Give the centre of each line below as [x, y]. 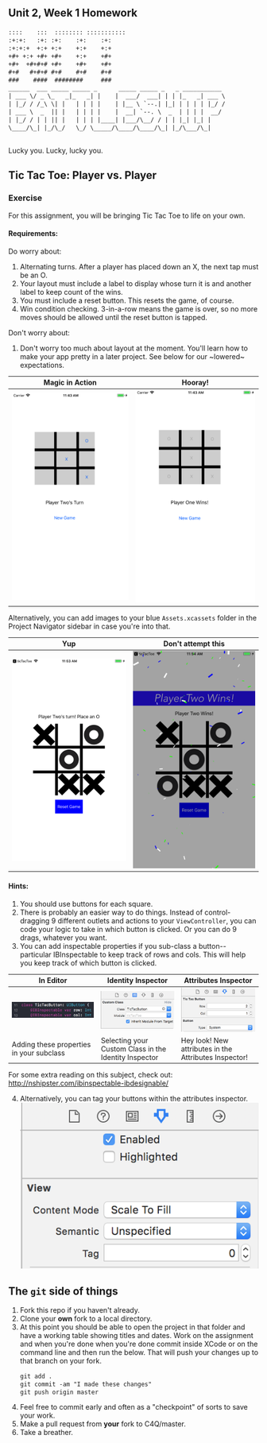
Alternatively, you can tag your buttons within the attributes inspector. [134, 1099]
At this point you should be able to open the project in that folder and [132, 1327]
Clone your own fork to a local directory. [86, 1319]
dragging [35, 920]
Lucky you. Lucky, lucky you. [56, 150]
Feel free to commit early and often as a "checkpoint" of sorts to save [133, 1407]
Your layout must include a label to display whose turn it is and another [135, 283]
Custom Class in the [133, 1049]
